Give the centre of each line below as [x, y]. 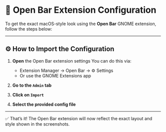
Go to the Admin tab [32, 85]
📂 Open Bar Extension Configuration [81, 10]
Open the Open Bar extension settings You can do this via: [72, 61]
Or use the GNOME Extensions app [55, 75]
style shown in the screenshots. [38, 124]
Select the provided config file [44, 104]
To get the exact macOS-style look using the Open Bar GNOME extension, [81, 24]
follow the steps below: [29, 29]
